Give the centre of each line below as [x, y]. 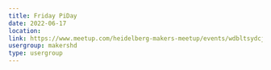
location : [25, 31]
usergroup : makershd [43, 46]
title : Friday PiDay [43, 16]
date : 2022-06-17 [38, 23]
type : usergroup [35, 53]
